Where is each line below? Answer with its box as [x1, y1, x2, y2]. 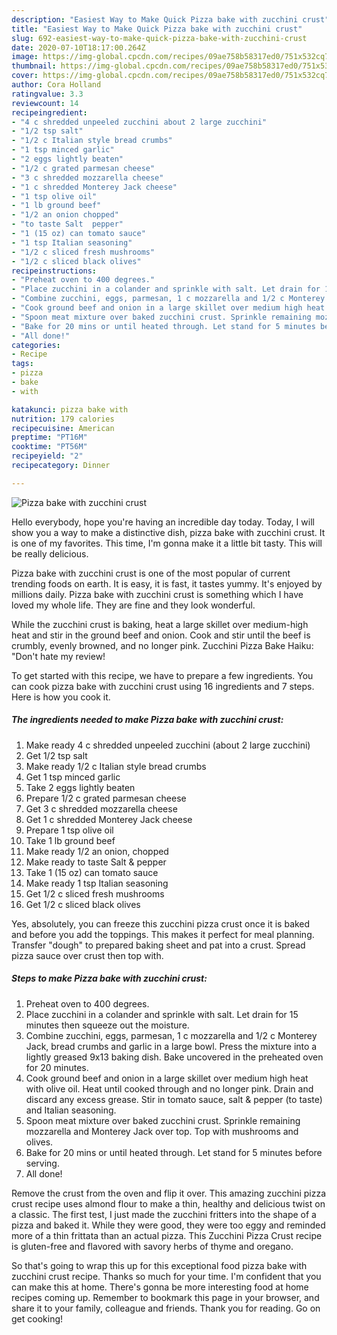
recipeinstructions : [11, 266, 98, 276]
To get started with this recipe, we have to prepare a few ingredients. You [11, 669, 314, 681]
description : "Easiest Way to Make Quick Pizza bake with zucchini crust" [11, 14, 330, 25]
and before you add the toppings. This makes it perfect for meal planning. [11, 928, 315, 940]
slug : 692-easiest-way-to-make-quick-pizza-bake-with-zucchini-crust [11, 33, 308, 43]
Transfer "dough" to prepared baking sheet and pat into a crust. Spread [11, 939, 306, 951]
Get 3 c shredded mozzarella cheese [25, 802, 178, 815]
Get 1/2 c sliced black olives [25, 898, 141, 910]
